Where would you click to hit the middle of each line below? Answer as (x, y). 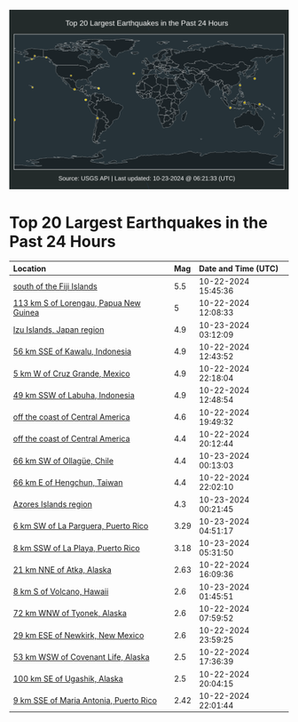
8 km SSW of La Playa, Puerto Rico (76, 548)
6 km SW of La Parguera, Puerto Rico (81, 526)
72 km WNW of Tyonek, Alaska (70, 614)
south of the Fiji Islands (55, 286)
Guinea (26, 313)
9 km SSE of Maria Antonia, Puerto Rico (85, 701)
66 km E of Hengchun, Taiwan (68, 482)
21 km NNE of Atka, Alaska (63, 569)
